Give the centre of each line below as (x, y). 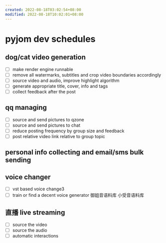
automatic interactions (35, 236)
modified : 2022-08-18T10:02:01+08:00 (44, 14)
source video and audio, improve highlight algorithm (66, 81)
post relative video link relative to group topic (59, 136)
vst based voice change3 (38, 189)
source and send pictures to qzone (48, 119)
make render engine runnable (43, 69)
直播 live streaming (35, 212)
